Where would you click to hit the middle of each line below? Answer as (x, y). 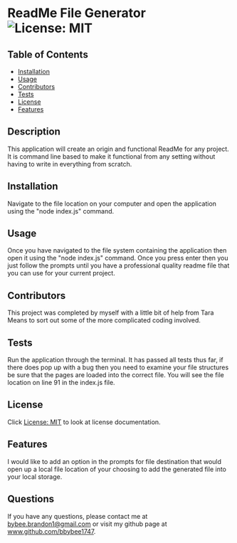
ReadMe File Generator (77, 13)
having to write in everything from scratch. (70, 164)
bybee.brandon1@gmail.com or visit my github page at (87, 524)
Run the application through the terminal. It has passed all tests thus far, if (115, 360)
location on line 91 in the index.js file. (61, 383)
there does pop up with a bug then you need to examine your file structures (118, 367)
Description (34, 132)
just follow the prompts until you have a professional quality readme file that (118, 265)
